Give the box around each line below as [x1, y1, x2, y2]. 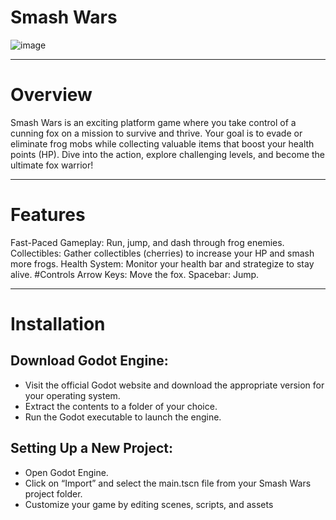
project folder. [24, 487, 83, 500]
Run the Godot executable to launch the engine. [24, 411, 222, 423]
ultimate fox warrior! [10, 159, 94, 171]
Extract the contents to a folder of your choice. [24, 400, 218, 412]
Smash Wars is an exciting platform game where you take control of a [10, 116, 297, 128]
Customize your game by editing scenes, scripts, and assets [24, 498, 274, 510]
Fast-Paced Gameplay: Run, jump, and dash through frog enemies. [10, 236, 285, 248]
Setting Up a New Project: [10, 440, 174, 457]
